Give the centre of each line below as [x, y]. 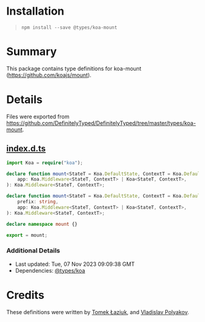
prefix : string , [38, 202]
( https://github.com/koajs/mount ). [49, 75]
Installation [35, 11]
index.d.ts [26, 148]
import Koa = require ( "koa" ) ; [45, 163]
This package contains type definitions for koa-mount [74, 68]
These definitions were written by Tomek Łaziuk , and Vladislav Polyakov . [98, 312]
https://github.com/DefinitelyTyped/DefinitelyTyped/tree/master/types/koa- [101, 123]
